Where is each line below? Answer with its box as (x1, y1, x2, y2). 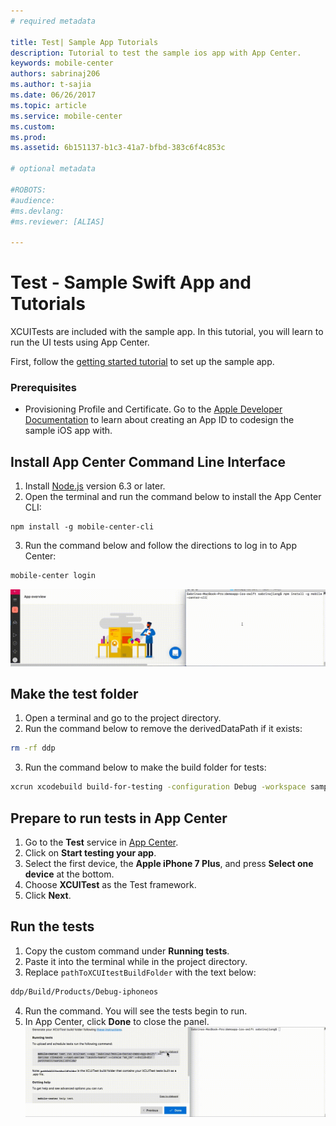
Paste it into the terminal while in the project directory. (24, 955, 248, 967)
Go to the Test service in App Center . (24, 836, 179, 848)
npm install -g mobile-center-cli (10, 522, 155, 532)
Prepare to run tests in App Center (10, 810, 228, 827)
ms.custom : (10, 121, 56, 132)
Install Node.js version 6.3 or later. (24, 480, 166, 492)
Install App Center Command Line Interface (10, 453, 287, 470)
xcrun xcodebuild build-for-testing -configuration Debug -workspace (10, 782, 307, 792)
